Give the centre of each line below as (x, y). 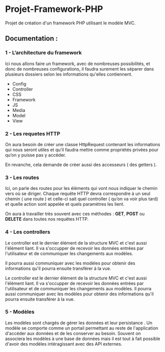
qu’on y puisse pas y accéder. (36, 155)
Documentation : (31, 39)
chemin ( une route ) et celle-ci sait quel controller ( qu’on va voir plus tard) (82, 199)
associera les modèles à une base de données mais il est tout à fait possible (83, 339)
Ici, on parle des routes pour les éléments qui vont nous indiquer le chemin (81, 188)
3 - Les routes (22, 177)
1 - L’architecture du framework (44, 53)
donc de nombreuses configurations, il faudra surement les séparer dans (80, 69)
